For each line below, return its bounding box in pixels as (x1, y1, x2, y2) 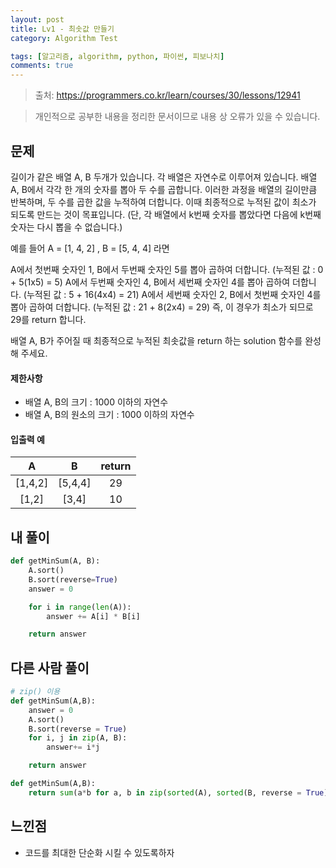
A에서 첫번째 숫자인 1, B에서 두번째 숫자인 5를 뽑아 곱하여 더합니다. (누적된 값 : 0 (10, 263, 324, 275)
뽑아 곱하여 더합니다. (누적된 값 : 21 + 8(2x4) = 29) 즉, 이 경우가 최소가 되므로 (10, 301, 314, 313)
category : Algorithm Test (10, 33, 118, 43)
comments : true (10, 61, 74, 71)
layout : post (10, 14, 65, 25)
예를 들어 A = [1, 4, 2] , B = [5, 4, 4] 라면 (10, 242, 170, 254)
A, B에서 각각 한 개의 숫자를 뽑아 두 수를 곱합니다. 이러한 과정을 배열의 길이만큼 (10, 183, 318, 195)
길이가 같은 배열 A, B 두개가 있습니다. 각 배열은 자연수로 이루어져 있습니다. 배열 (10, 171, 318, 183)
